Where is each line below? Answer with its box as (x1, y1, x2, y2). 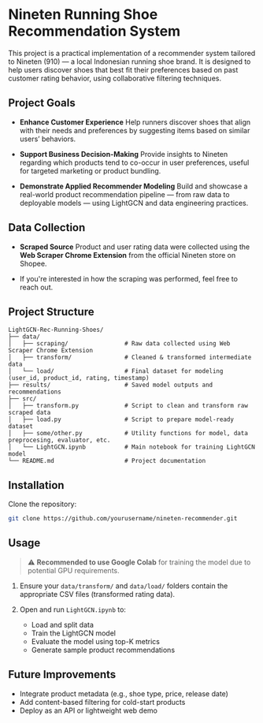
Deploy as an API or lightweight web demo (19, 706, 157, 715)
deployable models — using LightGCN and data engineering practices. (19, 198, 249, 207)
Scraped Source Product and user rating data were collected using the (19, 242, 250, 252)
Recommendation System (8, 22, 181, 40)
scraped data (8, 408, 51, 417)
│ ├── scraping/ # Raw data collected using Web (8, 340, 231, 348)
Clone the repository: (8, 499, 77, 509)
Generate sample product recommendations (31, 645, 176, 654)
